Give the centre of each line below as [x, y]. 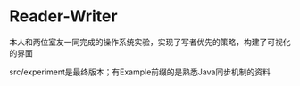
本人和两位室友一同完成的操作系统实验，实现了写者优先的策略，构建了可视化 [150, 42]
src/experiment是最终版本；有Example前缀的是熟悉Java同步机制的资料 [140, 72]
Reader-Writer [63, 16]
